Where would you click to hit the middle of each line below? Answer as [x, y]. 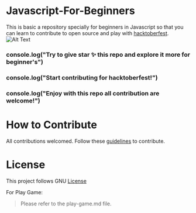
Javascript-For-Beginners [71, 11]
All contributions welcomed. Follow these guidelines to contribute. [86, 141]
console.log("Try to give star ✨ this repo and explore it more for [98, 54]
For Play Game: [24, 192]
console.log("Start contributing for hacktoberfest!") [82, 77]
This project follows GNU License [46, 181]
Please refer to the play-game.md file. [66, 204]
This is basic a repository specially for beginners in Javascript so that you [95, 27]
